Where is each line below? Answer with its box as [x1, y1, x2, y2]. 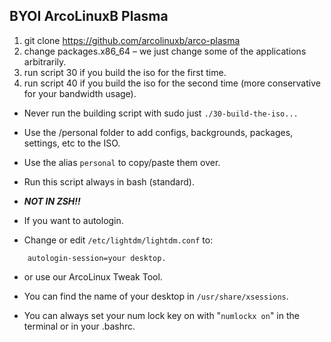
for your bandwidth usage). [23, 87, 137, 99]
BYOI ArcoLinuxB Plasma [9, 8, 169, 25]
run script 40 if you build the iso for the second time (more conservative [23, 77, 321, 89]
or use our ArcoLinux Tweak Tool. [23, 270, 163, 283]
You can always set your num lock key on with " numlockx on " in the [23, 309, 300, 321]
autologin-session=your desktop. [27, 253, 167, 263]
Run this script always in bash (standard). [23, 175, 195, 188]
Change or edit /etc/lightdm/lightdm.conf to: [23, 234, 214, 246]
